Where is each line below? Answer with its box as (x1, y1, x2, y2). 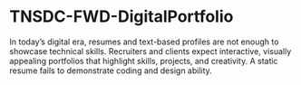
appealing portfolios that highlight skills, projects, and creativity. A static (9, 55, 278, 66)
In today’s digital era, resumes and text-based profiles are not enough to (9, 36, 279, 47)
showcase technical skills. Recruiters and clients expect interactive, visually (9, 45, 292, 56)
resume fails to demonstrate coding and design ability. (9, 65, 213, 76)
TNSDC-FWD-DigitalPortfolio (9, 6, 234, 27)
